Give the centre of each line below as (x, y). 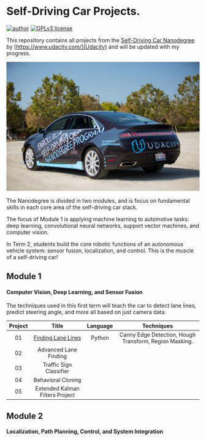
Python (100, 338)
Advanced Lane (58, 350)
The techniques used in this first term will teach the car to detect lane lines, (101, 306)
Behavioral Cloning (57, 380)
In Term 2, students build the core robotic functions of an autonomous (95, 244)
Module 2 (25, 416)
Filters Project (57, 395)
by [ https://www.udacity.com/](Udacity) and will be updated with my (93, 47)
